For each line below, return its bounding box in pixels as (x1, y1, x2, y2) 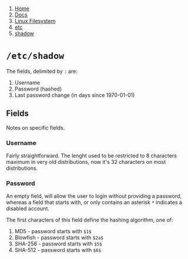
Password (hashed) (14, 85, 62, 92)
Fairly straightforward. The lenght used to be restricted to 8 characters (6, 152, 177, 159)
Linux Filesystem (14, 18, 56, 24)
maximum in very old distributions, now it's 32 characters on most (6, 159, 166, 166)
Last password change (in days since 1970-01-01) (14, 91, 135, 99)
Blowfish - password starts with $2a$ (14, 234, 104, 241)
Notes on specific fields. (6, 124, 65, 131)
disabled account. (6, 205, 50, 212)
